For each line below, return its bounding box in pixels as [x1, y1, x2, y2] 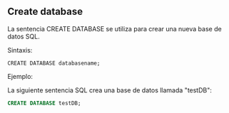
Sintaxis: [7, 45, 33, 54]
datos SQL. [7, 32, 41, 41]
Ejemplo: [7, 72, 34, 80]
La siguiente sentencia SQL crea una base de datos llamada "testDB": [7, 85, 213, 95]
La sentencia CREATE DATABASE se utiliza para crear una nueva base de [7, 24, 223, 33]
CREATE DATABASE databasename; [7, 60, 101, 67]
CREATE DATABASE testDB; [7, 99, 81, 107]
